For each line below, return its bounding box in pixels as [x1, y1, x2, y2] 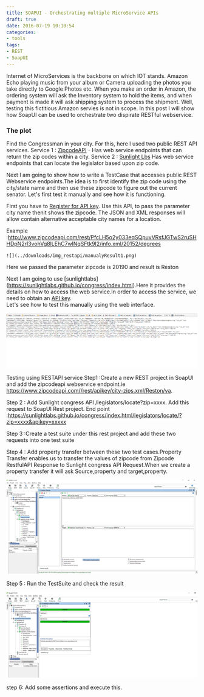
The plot [6, 126, 32, 135]
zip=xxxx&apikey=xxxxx [6, 418, 67, 426]
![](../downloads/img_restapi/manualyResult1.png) [6, 253, 137, 259]
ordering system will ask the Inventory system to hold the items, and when [6, 91, 192, 99]
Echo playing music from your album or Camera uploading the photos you [6, 79, 191, 86]
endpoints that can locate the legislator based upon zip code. [6, 159, 160, 167]
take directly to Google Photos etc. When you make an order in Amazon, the [6, 85, 196, 93]
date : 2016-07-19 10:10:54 [6, 23, 75, 29]
